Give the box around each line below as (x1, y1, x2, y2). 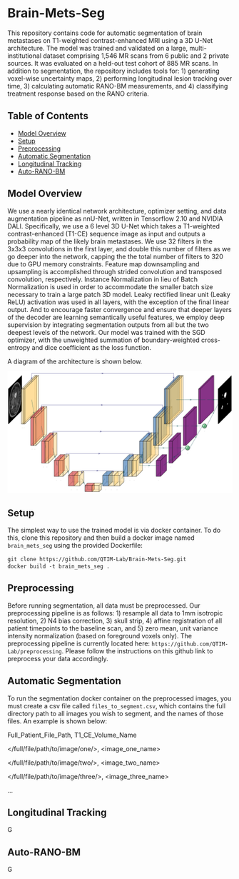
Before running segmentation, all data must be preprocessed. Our (7, 601, 201, 610)
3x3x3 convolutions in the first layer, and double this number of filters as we (7, 244, 231, 253)
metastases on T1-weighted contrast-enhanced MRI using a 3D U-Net (7, 36, 213, 44)
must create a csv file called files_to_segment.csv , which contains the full (7, 701, 226, 710)
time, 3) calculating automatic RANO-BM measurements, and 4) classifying (7, 81, 228, 90)
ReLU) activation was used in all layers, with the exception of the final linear (7, 298, 230, 306)
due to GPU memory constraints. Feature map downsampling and (7, 259, 200, 268)
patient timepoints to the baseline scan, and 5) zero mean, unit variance (7, 623, 218, 633)
